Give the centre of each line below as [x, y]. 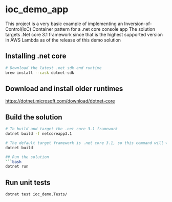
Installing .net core [36, 56]
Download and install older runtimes [64, 88]
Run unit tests [28, 182]
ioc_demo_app [37, 9]
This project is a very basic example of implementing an [64, 24]
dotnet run [17, 167]
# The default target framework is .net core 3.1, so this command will [84, 143]
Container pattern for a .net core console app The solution [94, 29]
